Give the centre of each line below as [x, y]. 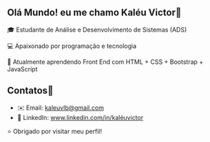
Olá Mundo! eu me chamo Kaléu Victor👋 [94, 13]
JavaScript [22, 69]
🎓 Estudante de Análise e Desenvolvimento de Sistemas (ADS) [97, 29]
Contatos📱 [30, 91]
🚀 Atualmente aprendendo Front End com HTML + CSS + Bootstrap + [105, 62]
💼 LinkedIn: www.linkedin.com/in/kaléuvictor [80, 117]
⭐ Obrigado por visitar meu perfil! [55, 131]
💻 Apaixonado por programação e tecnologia [72, 46]
